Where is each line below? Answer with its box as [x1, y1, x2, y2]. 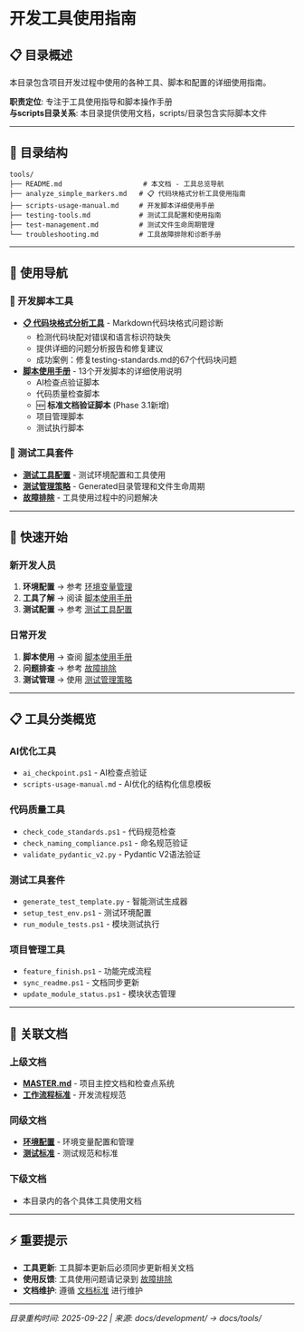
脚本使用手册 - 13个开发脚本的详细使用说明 [22, 365, 183, 377]
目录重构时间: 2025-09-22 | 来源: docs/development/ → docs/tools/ [9, 1313, 262, 1324]
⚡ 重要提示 [9, 1233, 68, 1249]
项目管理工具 [9, 943, 66, 955]
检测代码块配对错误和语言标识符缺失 [35, 331, 172, 342]
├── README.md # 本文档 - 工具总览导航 [9, 179, 224, 189]
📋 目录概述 [9, 47, 73, 63]
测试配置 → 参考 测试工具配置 [22, 604, 133, 615]
